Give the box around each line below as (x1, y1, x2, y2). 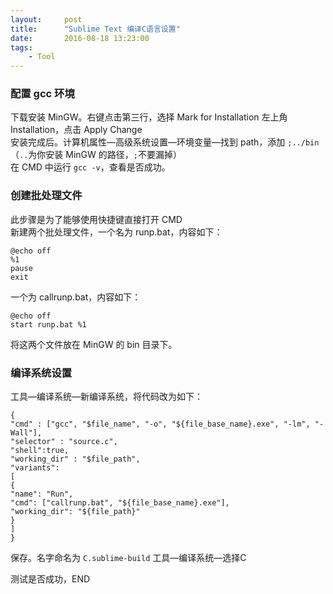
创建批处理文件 (10, 189, 83, 203)
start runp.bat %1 (10, 319, 87, 330)
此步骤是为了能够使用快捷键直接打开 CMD (10, 213, 183, 225)
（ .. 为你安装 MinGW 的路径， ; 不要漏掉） (10, 149, 182, 161)
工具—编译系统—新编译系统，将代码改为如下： (10, 391, 203, 403)
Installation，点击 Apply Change (10, 124, 143, 136)
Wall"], (10, 428, 43, 438)
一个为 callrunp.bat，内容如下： (10, 291, 142, 303)
